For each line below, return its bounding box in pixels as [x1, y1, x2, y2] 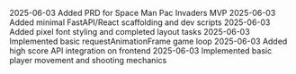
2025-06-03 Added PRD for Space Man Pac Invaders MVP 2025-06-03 [9, 8, 276, 18]
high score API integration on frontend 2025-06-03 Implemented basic [9, 45, 273, 56]
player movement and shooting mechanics [9, 55, 167, 65]
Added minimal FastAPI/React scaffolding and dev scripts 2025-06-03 [9, 17, 271, 28]
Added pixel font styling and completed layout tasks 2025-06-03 [9, 27, 250, 37]
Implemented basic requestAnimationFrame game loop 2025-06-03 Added [9, 36, 288, 46]
